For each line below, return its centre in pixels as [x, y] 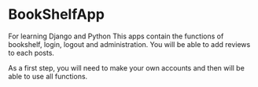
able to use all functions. [48, 76]
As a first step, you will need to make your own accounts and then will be [127, 67]
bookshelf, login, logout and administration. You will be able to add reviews [129, 44]
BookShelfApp [56, 14]
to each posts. [31, 53]
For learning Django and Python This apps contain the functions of [116, 36]
